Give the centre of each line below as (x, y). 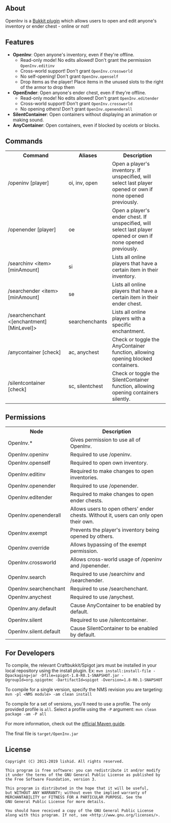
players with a (129, 318)
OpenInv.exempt (27, 533)
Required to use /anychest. (102, 597)
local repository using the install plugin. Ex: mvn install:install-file (78, 671)
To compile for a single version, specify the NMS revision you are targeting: (84, 690)
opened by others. (92, 536)
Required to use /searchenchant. (109, 589)
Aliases (88, 155)
